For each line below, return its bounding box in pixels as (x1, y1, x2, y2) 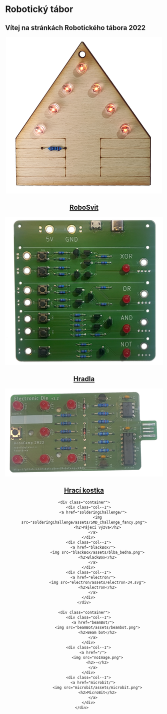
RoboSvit (69, 203, 99, 212)
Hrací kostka (64, 486, 104, 495)
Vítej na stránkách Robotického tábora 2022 (5, 24, 146, 32)
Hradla (73, 375, 95, 384)
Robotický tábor (5, 4, 73, 15)
